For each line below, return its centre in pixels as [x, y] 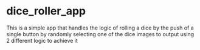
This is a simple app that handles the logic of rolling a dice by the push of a [100, 28]
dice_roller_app [46, 11]
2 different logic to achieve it [42, 40]
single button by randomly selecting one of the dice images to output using [100, 34]
